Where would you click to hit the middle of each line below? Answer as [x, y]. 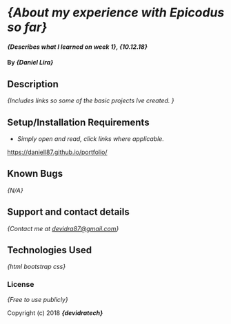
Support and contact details [68, 212]
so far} [27, 27]
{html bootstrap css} [37, 267]
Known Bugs [35, 174]
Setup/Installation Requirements [78, 122]
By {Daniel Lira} [30, 63]
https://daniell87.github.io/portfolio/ [58, 152]
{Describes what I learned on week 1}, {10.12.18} [78, 47]
